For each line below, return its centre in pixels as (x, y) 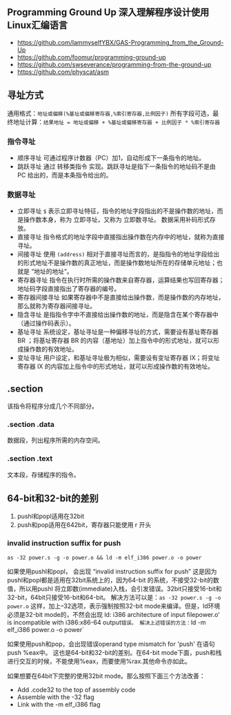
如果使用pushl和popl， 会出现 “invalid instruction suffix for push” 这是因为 (112, 571)
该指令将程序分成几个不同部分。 (52, 406)
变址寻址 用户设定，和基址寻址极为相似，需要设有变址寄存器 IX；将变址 (118, 358)
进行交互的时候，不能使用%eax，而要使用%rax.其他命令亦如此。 (99, 661)
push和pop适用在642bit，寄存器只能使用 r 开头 (84, 525)
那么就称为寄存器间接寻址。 (57, 306)
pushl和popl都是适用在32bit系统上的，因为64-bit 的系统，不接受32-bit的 (110, 580)
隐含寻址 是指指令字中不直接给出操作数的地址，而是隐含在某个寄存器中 (118, 315)
